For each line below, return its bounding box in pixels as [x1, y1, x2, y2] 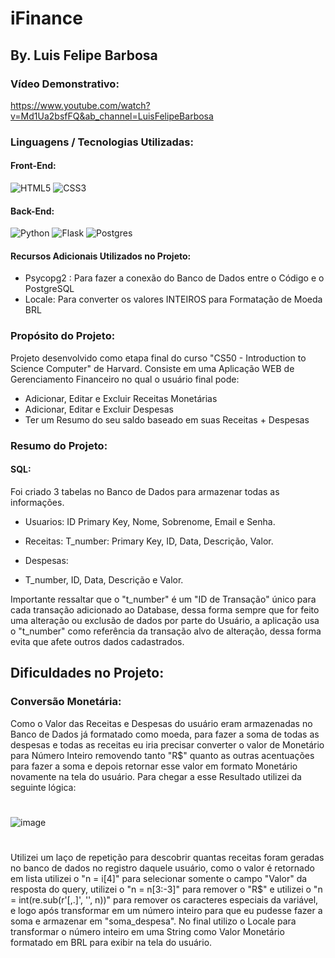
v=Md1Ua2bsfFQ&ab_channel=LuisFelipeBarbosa [10, 110, 214, 122]
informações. [10, 496, 65, 508]
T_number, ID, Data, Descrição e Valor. [24, 573, 184, 586]
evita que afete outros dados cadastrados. [10, 635, 185, 647]
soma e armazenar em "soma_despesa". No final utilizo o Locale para [10, 915, 297, 927]
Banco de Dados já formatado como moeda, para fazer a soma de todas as [10, 728, 320, 740]
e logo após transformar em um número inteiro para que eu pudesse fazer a [10, 904, 323, 916]
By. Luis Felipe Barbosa [10, 47, 158, 64]
